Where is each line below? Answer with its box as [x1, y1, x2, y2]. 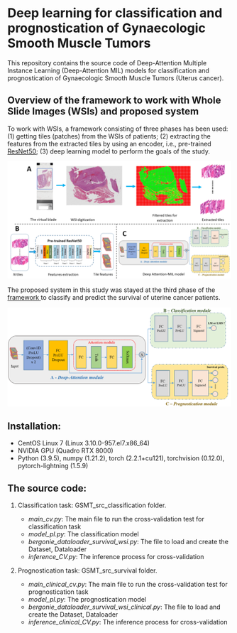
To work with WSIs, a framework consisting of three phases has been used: [7, 124, 228, 133]
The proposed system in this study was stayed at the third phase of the [7, 286, 216, 294]
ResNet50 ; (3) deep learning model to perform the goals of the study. [7, 147, 211, 156]
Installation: [7, 420, 62, 432]
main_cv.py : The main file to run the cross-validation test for [28, 515, 204, 524]
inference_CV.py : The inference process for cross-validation [28, 553, 204, 561]
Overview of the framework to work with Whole [7, 94, 221, 107]
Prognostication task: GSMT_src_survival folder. [17, 566, 158, 575]
